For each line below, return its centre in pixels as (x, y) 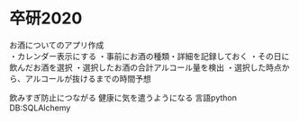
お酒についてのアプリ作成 (57, 45)
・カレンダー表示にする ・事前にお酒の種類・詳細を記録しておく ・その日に (149, 56)
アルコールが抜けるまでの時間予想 (88, 78)
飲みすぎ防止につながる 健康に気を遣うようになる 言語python (123, 97)
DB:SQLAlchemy (40, 108)
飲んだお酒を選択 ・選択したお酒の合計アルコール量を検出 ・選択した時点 (145, 67)
